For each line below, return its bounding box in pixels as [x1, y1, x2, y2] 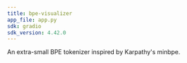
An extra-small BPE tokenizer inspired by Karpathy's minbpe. [7, 48, 181, 56]
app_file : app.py [7, 16, 57, 23]
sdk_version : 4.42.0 [7, 29, 67, 36]
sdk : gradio [7, 23, 41, 29]
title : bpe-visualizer [7, 10, 72, 17]
